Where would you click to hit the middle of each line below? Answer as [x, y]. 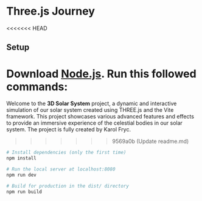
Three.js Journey [51, 11]
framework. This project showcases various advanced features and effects [100, 117]
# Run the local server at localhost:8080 [61, 169]
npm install [21, 158]
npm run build [24, 192]
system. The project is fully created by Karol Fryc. [69, 130]
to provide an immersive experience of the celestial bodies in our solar [94, 123]
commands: [37, 86]
